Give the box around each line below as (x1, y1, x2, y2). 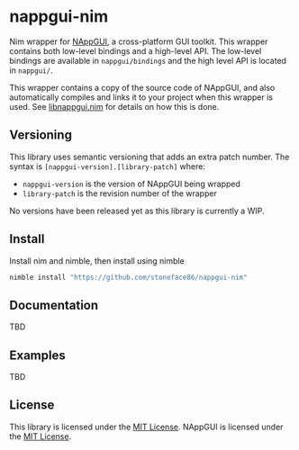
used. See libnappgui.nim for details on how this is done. (9, 101, 220, 112)
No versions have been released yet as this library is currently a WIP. (9, 205, 265, 216)
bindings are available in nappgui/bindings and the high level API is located (9, 55, 286, 66)
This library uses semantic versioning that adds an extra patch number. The (9, 151, 290, 162)
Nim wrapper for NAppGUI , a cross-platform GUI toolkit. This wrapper (9, 36, 268, 47)
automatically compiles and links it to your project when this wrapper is (9, 92, 273, 103)
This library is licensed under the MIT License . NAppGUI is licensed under (9, 421, 284, 432)
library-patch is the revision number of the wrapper (22, 187, 218, 199)
